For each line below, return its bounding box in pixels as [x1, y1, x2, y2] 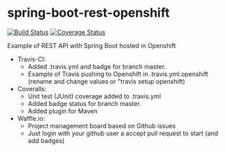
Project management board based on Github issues [27, 121, 176, 130]
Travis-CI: [17, 54, 47, 63]
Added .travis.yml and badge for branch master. [27, 62, 166, 70]
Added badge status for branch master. [27, 99, 142, 107]
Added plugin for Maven [27, 107, 98, 115]
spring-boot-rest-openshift [7, 5, 170, 21]
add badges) [27, 136, 65, 144]
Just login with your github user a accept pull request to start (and [27, 129, 219, 137]
